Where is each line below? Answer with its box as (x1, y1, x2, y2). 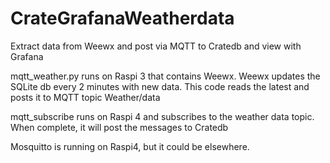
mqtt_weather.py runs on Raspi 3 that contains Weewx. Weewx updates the (10, 70, 321, 82)
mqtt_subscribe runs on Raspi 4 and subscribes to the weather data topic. (10, 110, 315, 122)
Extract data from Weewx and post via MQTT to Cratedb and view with (10, 40, 302, 52)
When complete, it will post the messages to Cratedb (10, 121, 229, 133)
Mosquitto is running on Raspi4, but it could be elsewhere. (10, 140, 250, 152)
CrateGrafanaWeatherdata (10, 7, 235, 30)
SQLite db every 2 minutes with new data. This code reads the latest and (10, 80, 310, 92)
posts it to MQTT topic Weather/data (10, 91, 161, 103)
